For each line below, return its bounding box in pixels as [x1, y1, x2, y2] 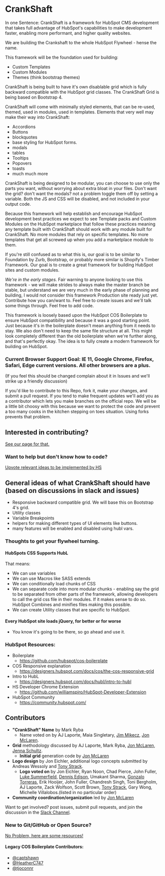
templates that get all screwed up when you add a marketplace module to [5, 237, 154, 243]
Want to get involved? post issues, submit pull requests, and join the [5, 804, 143, 810]
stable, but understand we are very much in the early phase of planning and [5, 287, 159, 293]
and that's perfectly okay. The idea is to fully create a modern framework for [5, 338, 160, 344]
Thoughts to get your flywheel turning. [5, 538, 100, 545]
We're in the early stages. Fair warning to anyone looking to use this [5, 276, 143, 282]
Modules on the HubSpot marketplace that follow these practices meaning [5, 221, 156, 227]
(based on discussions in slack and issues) [5, 486, 139, 494]
